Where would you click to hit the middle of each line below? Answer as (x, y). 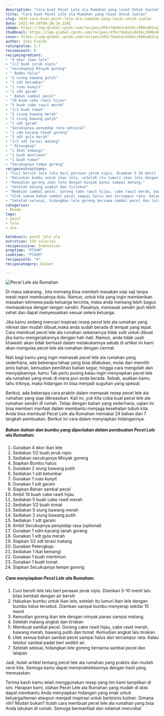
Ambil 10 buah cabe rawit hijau (43, 494)
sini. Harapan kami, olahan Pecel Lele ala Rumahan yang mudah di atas (77, 687)
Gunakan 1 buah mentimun (39, 557)
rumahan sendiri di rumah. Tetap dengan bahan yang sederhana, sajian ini (80, 403)
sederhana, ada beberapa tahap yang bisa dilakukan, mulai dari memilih (78, 362)
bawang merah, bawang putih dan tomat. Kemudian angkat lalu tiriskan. (84, 632)
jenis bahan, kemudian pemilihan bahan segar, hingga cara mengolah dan (79, 368)
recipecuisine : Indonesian (33, 246)
